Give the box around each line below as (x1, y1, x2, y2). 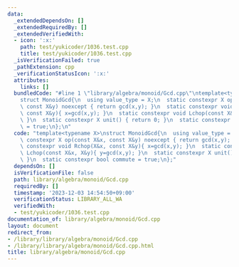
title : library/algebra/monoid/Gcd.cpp (7, 248, 126, 256)
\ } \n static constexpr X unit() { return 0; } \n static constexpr (20, 116, 231, 123)
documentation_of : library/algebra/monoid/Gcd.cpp (7, 216, 161, 223)
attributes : (14, 76, 50, 84)
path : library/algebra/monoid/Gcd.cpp (14, 176, 129, 183)
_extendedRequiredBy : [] (14, 23, 87, 31)
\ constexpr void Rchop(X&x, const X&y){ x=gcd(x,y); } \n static (20, 143, 221, 150)
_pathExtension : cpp (14, 63, 75, 70)
